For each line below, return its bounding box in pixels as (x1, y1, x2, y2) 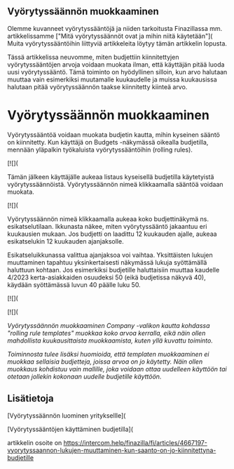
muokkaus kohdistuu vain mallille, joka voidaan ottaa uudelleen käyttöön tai (7, 364, 228, 373)
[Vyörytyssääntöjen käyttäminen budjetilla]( (7, 425, 134, 433)
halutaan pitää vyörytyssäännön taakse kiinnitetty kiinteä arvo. (7, 82, 188, 91)
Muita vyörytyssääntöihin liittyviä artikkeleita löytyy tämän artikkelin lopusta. (7, 39, 228, 48)
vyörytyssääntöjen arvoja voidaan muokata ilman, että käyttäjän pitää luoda (7, 60, 225, 69)
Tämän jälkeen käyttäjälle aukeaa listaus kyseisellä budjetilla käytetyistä (7, 172, 214, 181)
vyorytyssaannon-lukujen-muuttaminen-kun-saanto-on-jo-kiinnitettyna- (7, 446, 216, 454)
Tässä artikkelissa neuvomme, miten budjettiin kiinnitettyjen (7, 53, 179, 61)
